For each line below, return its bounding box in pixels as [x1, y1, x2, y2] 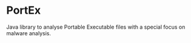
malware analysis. [6, 29, 52, 36]
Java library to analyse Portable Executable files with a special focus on [6, 23, 186, 30]
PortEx [6, 4, 41, 17]
